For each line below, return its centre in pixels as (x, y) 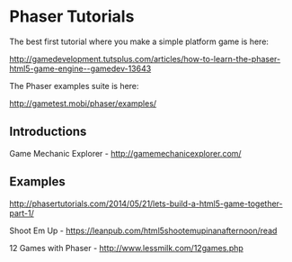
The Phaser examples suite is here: (74, 86)
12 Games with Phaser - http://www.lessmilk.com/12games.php (127, 248)
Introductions (48, 132)
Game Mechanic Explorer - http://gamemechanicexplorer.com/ (125, 153)
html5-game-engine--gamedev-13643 (80, 68)
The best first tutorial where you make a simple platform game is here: (139, 41)
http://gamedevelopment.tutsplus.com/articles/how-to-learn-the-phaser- (145, 59)
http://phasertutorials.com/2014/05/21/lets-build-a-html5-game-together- (146, 203)
